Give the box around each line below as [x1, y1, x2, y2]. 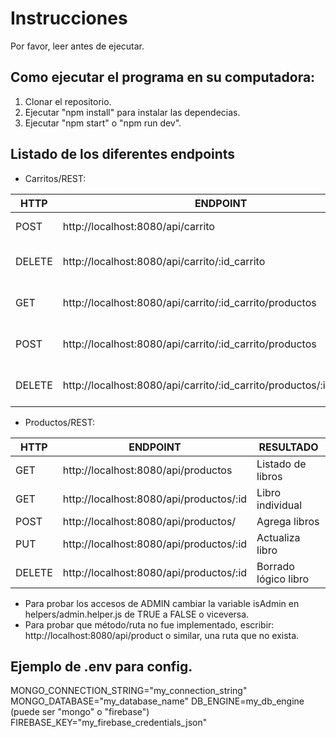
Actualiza [256, 530, 301, 544]
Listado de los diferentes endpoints [10, 146, 236, 163]
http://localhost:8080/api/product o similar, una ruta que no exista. [24, 629, 300, 641]
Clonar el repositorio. [24, 95, 112, 107]
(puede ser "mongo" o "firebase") [10, 706, 150, 718]
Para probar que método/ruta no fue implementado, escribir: [24, 618, 275, 631]
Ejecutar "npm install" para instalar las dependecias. [24, 106, 241, 118]
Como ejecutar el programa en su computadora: [10, 69, 316, 86]
